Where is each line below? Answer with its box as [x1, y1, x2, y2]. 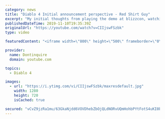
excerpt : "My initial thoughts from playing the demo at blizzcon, [5, 16, 146, 21]
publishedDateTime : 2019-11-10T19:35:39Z [5, 21, 91, 26]
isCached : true [14, 97, 45, 102]
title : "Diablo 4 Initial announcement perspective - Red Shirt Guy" [5, 12, 151, 17]
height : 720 [14, 93, 38, 98]
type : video [5, 30, 29, 35]
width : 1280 [14, 89, 38, 93]
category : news [5, 7, 36, 12]
